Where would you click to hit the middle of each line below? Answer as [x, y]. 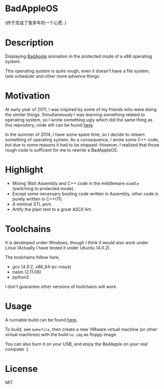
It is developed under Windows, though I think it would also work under [77, 242]
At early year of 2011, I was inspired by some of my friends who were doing [81, 109]
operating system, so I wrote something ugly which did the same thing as [79, 120]
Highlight [24, 170]
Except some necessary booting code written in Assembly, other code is [85, 194]
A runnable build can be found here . [41, 320]
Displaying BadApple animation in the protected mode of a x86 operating [79, 56]
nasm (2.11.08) [27, 272]
